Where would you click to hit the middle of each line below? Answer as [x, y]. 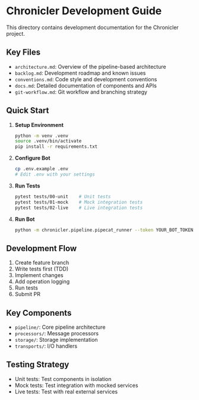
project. [16, 33]
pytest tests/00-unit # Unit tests [63, 196]
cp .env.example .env [41, 169]
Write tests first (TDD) [42, 269]
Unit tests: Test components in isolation [63, 379]
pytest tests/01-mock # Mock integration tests [79, 202]
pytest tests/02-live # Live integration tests [79, 208]
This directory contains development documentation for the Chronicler [93, 27]
